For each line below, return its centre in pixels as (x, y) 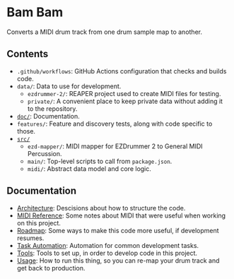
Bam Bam (35, 12)
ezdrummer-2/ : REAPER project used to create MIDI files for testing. (124, 93)
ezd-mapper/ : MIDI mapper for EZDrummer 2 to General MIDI (115, 146)
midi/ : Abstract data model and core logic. (89, 168)
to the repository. (52, 108)
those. (26, 131)
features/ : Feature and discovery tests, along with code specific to (115, 124)
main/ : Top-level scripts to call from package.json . (100, 161)
